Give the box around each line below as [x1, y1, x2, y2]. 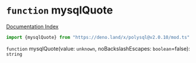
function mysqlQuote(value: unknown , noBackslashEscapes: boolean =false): [6, 45, 190, 52]
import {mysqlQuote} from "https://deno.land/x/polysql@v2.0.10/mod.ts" [6, 34, 190, 40]
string [6, 51, 23, 57]
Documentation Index [6, 23, 59, 30]
